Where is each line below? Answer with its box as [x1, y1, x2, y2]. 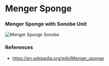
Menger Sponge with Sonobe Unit [5, 21, 87, 28]
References [5, 44, 33, 51]
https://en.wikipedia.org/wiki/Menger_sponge [12, 55, 104, 61]
